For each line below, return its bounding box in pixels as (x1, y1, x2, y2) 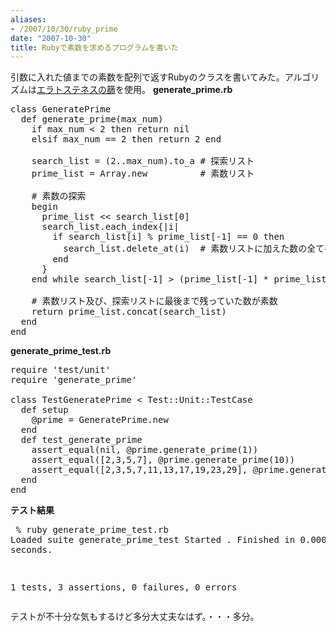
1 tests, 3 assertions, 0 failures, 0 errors (10, 582, 238, 593)
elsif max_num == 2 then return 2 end (31, 134, 222, 145)
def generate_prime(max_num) (20, 114, 164, 125)
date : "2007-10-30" (10, 33, 92, 43)
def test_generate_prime (20, 434, 143, 446)
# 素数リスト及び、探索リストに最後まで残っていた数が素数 (31, 296, 278, 307)
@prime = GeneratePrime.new (31, 414, 169, 426)
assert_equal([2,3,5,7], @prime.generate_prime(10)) (31, 454, 296, 466)
